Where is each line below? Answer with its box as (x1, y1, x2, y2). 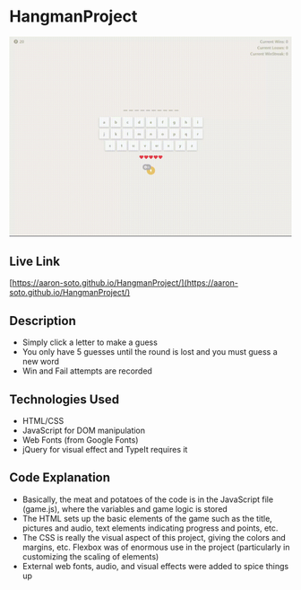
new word (21, 357, 60, 367)
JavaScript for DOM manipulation (21, 425, 146, 436)
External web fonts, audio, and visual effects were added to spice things (21, 560, 289, 571)
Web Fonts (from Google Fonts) (21, 435, 139, 445)
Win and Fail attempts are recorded (21, 365, 152, 376)
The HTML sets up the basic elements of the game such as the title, (21, 513, 273, 524)
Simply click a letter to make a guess (21, 337, 159, 348)
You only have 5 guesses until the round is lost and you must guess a (21, 347, 278, 357)
